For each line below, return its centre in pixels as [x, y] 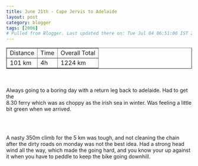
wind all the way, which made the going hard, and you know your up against [98, 150]
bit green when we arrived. [39, 109]
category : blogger [29, 22]
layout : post [22, 17]
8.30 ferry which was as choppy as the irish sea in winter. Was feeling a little [99, 103]
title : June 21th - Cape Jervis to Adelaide [62, 11]
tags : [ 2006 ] [22, 28]
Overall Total [78, 53]
